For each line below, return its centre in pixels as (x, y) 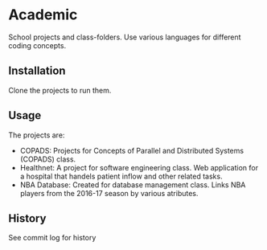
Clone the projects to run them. (60, 90)
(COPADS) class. (48, 159)
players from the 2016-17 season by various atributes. (109, 193)
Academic (43, 15)
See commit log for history (52, 238)
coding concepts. (37, 45)
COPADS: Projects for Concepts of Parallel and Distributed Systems (131, 150)
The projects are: (37, 135)
